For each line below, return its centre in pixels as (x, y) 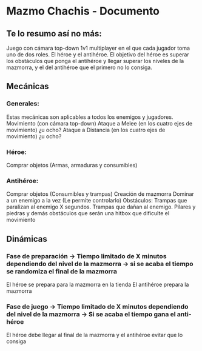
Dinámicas (27, 239)
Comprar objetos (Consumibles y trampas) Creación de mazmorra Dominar (100, 194)
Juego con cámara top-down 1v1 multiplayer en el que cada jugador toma (98, 48)
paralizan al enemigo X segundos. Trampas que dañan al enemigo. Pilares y (101, 207)
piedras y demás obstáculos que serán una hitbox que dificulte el (88, 213)
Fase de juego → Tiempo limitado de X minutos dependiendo (97, 306)
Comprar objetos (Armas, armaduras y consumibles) (72, 165)
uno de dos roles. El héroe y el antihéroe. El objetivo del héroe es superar (98, 55)
